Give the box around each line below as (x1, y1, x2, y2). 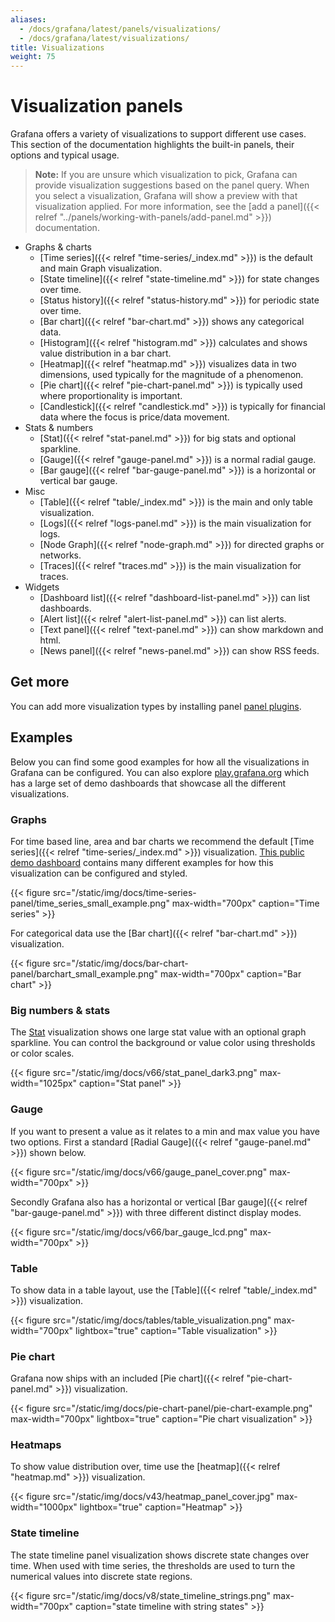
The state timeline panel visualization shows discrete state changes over (10, 1549, 310, 1561)
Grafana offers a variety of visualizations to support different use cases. (10, 128, 307, 140)
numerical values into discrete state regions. (10, 1570, 193, 1582)
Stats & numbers (24, 422, 94, 434)
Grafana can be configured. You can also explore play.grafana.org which (10, 766, 310, 778)
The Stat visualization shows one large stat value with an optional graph (10, 1026, 307, 1038)
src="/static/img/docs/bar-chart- (52, 957, 189, 969)
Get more (10, 674, 70, 691)
